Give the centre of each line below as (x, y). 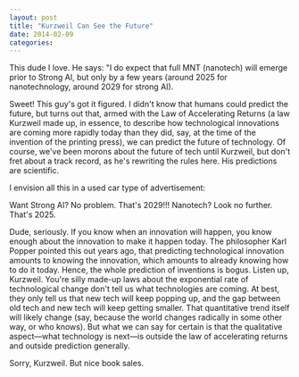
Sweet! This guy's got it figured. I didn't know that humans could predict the (149, 105)
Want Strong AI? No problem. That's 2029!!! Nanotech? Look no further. (141, 205)
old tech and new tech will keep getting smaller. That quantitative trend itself (149, 308)
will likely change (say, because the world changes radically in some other (146, 317)
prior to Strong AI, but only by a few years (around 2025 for (118, 78)
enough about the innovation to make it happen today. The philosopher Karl (148, 241)
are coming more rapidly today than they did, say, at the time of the (133, 133)
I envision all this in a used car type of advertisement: (108, 188)
